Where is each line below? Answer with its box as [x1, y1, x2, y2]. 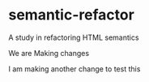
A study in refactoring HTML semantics [8, 32, 139, 42]
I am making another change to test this [8, 63, 141, 74]
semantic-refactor [8, 6, 135, 24]
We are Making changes [8, 48, 90, 58]
